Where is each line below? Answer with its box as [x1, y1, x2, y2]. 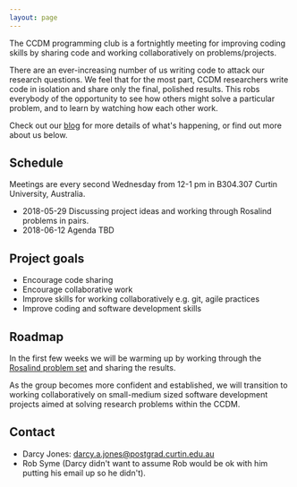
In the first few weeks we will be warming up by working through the [9, 353, 262, 363]
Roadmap [9, 329, 64, 345]
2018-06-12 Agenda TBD [21, 225, 115, 235]
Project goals [9, 251, 85, 266]
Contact [9, 424, 55, 440]
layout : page [9, 13, 58, 22]
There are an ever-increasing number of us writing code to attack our [9, 64, 266, 75]
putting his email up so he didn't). [21, 467, 146, 478]
